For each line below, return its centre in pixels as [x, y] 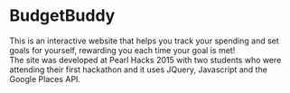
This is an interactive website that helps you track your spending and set [145, 41]
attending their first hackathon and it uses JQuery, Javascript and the [139, 70]
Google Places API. [45, 79]
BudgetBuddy [62, 16]
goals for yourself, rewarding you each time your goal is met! [122, 50]
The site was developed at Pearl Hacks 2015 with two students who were [145, 60]
